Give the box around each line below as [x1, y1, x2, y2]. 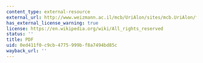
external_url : [6, 14, 42, 20]
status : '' [6, 31, 34, 37]
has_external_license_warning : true [6, 20, 98, 26]
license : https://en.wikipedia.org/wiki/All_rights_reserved [6, 25, 164, 32]
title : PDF [6, 37, 34, 43]
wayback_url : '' [6, 48, 47, 54]
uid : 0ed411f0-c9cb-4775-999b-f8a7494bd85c [6, 43, 118, 49]
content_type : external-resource [6, 8, 91, 15]
